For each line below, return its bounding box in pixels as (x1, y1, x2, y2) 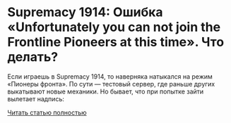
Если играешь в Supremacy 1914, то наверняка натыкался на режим (7, 72, 213, 81)
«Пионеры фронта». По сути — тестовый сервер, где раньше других (7, 79, 215, 88)
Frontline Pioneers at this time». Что (7, 34, 225, 50)
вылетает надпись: (7, 94, 65, 103)
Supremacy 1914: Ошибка (7, 4, 164, 20)
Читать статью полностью (7, 108, 87, 117)
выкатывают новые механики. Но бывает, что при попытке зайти (7, 87, 204, 96)
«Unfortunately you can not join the (7, 19, 221, 35)
